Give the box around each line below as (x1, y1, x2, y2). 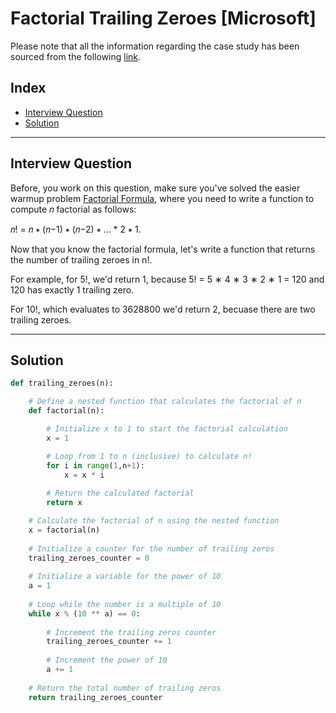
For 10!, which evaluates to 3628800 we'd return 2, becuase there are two (10, 303, 316, 315)
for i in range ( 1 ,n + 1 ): (46, 460, 145, 471)
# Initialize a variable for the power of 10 (28, 572, 222, 582)
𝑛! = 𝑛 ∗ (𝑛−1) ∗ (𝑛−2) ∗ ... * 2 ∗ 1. (10, 223, 142, 235)
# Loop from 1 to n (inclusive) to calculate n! (46, 451, 253, 461)
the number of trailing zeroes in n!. (10, 253, 153, 266)
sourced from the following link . (10, 50, 142, 62)
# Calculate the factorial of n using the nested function (28, 516, 280, 526)
